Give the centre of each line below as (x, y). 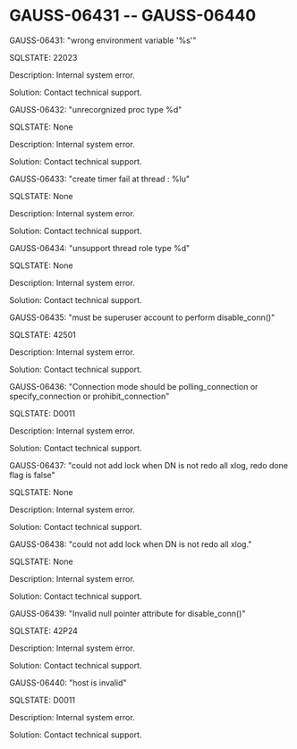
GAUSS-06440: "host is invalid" (68, 682)
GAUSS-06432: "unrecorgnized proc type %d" (96, 109)
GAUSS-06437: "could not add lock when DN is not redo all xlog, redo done (149, 465)
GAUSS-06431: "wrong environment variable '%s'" (103, 40)
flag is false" (32, 475)
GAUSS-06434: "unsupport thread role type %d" (100, 248)
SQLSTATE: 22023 (43, 57)
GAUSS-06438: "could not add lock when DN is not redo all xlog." (131, 544)
